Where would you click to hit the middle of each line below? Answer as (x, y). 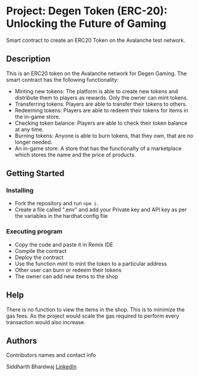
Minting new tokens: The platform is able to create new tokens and (96, 91)
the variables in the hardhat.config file (61, 216)
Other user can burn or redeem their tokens (68, 270)
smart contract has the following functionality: (62, 79)
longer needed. (33, 142)
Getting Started (35, 173)
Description (28, 59)
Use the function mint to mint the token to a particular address (91, 263)
